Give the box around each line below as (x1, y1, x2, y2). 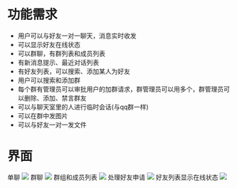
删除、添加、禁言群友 (23, 93, 87, 102)
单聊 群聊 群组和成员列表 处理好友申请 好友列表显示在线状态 (7, 172, 218, 182)
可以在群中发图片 (17, 111, 68, 120)
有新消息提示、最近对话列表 (17, 58, 100, 66)
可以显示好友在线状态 (17, 40, 80, 48)
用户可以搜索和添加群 (17, 75, 80, 84)
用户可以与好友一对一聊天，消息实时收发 (17, 31, 137, 40)
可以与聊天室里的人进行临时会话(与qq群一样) (17, 103, 149, 111)
